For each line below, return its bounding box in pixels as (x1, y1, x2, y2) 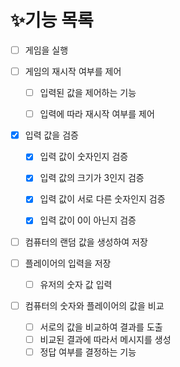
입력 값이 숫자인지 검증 (39, 151, 129, 163)
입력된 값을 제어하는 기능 (39, 87, 137, 99)
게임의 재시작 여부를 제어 (24, 66, 122, 77)
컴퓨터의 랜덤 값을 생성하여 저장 (24, 236, 148, 248)
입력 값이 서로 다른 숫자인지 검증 (39, 193, 166, 205)
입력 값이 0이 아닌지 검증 (39, 214, 137, 226)
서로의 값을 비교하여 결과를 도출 (39, 321, 163, 333)
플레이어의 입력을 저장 (24, 257, 112, 269)
